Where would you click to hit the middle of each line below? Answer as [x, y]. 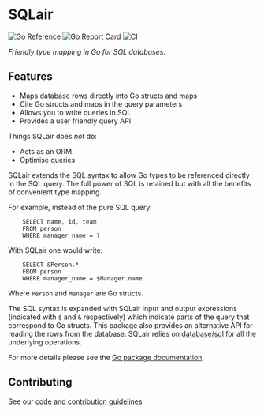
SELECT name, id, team [59, 222]
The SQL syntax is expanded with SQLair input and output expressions [123, 308]
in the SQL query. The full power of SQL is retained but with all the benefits [130, 183]
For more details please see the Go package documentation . [106, 357]
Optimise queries [47, 160]
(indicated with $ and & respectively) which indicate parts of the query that [129, 317]
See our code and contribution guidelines [75, 401]
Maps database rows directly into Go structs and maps [108, 96]
